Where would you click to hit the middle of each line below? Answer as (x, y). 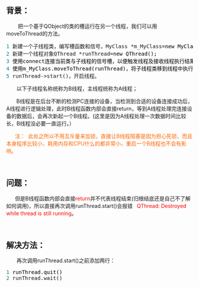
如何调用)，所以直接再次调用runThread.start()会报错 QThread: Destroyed (96, 206)
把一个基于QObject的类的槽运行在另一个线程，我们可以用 (87, 26)
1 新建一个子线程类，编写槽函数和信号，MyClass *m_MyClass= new (90, 46)
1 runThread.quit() (34, 272)
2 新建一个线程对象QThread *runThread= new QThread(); (82, 53)
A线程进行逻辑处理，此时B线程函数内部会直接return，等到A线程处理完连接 (97, 108)
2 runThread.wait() (34, 278)
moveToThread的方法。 (35, 33)
